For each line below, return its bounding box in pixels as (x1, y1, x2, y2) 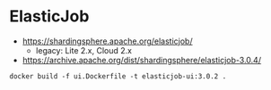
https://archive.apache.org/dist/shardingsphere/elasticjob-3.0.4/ (22, 54, 262, 65)
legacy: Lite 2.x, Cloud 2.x (35, 45, 133, 55)
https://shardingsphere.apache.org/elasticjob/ (22, 36, 193, 46)
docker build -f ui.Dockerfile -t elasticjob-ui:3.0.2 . (9, 71, 227, 81)
